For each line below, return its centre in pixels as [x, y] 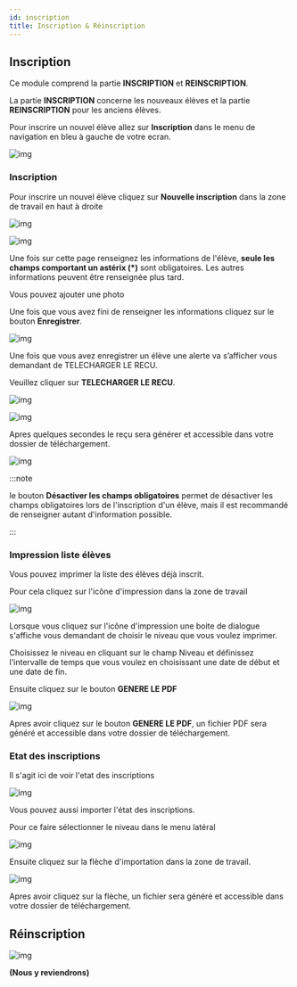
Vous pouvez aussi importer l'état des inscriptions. [102, 810]
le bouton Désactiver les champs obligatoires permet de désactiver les [141, 495]
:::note [21, 478]
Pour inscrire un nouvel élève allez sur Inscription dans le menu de [132, 127]
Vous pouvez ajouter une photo [67, 294]
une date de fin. [38, 671]
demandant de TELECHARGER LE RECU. [83, 365]
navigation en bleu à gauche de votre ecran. [90, 137]
